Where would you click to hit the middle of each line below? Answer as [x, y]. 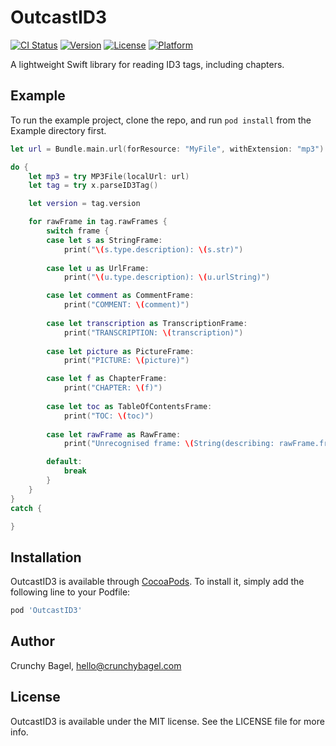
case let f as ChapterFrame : [107, 379]
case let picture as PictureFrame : [120, 351]
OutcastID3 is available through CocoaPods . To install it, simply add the [157, 582]
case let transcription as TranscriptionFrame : [147, 323]
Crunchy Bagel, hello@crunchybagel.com [96, 665]
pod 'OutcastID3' [46, 611]
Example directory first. [58, 130]
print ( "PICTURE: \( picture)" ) [126, 361]
